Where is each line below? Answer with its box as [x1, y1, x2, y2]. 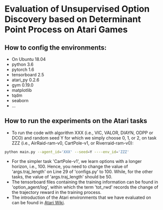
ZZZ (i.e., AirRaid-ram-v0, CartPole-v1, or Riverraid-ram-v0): [11, 140, 134, 146]
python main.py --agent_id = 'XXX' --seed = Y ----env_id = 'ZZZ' [4, 149, 130, 154]
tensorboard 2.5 [11, 72, 44, 77]
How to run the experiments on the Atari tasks [4, 117, 147, 125]
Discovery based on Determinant [4, 14, 141, 25]
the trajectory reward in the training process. [11, 189, 102, 195]
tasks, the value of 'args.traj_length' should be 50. [11, 174, 113, 179]
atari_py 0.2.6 [11, 77, 40, 83]
